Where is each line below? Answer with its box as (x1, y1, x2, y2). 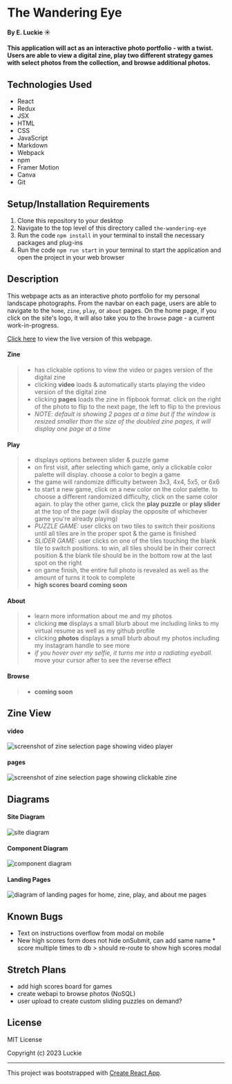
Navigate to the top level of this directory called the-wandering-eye (17, 224, 207, 232)
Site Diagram (7, 813, 45, 821)
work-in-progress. (7, 320, 59, 329)
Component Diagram (7, 844, 68, 852)
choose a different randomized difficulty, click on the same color (34, 493, 218, 501)
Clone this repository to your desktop (17, 217, 124, 224)
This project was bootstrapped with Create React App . (7, 1068, 162, 1077)
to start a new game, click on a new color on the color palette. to (34, 485, 218, 494)
